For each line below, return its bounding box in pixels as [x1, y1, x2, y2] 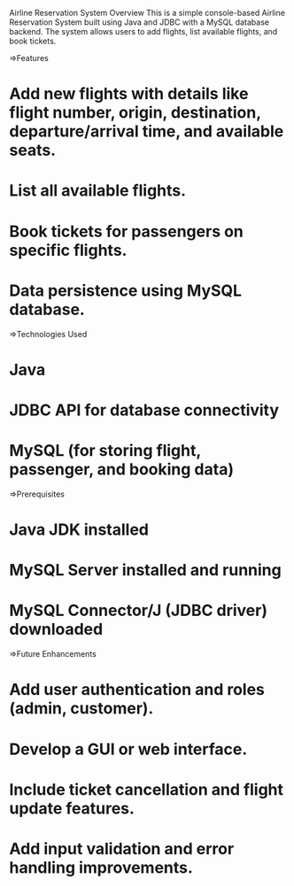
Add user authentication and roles [9, 680, 266, 700]
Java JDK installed [9, 520, 149, 539]
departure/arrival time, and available [9, 121, 284, 142]
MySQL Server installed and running [9, 560, 282, 581]
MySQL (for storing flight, [9, 441, 201, 461]
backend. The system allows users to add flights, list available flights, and [9, 27, 278, 36]
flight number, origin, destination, [9, 103, 261, 123]
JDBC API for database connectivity [9, 400, 280, 420]
